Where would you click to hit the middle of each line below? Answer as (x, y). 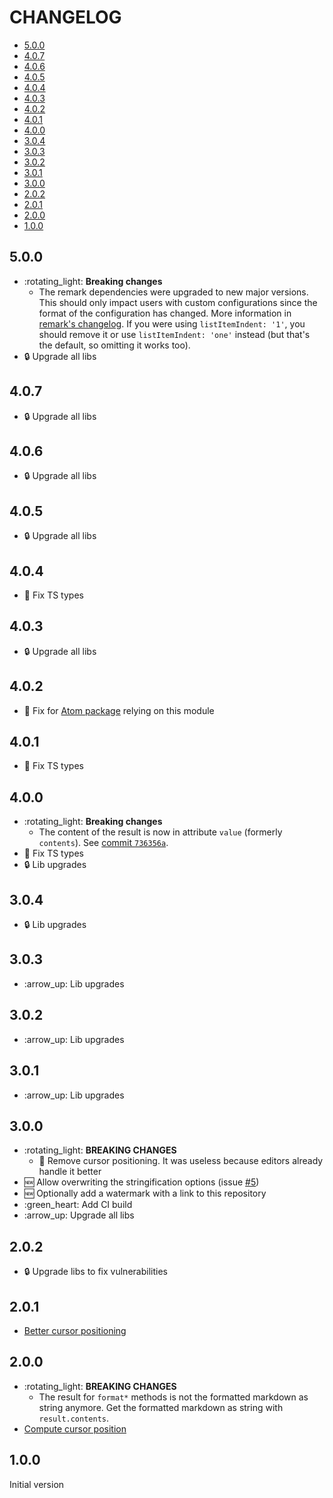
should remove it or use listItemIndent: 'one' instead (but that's (174, 334)
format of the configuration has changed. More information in (165, 313)
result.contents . (74, 1418)
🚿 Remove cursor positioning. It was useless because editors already (181, 1161)
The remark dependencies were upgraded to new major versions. (173, 292)
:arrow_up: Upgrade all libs (79, 1215)
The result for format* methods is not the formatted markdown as (173, 1397)
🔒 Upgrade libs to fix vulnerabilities (95, 1272)
